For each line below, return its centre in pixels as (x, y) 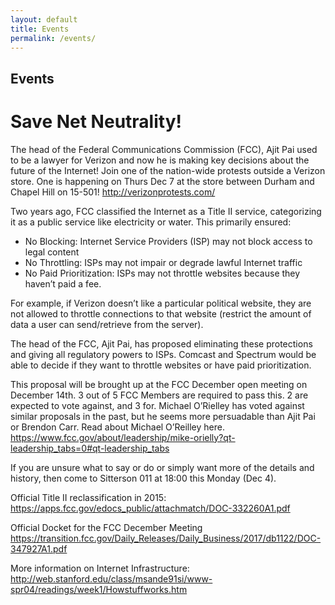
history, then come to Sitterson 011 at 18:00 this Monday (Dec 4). (143, 478)
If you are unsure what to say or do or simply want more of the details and (162, 467)
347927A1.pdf (39, 548)
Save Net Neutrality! (96, 121)
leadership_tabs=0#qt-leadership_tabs (90, 448)
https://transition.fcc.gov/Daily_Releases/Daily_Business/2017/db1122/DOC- (166, 538)
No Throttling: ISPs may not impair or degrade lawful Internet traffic (163, 262)
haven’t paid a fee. (63, 283)
